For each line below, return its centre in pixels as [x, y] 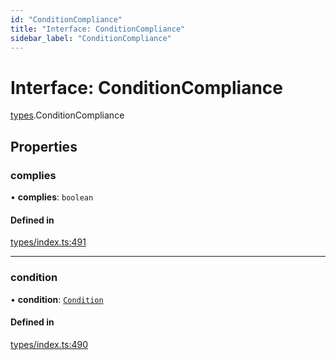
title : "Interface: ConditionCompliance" [98, 29]
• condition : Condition [57, 299]
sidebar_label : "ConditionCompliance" [91, 38]
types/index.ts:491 [48, 242]
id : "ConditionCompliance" [66, 19]
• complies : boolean [52, 197]
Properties [44, 146]
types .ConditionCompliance [67, 115]
